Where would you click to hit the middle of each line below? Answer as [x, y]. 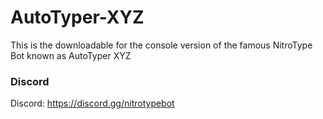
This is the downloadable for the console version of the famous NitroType [161, 45]
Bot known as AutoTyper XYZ [71, 55]
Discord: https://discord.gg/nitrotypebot [92, 103]
